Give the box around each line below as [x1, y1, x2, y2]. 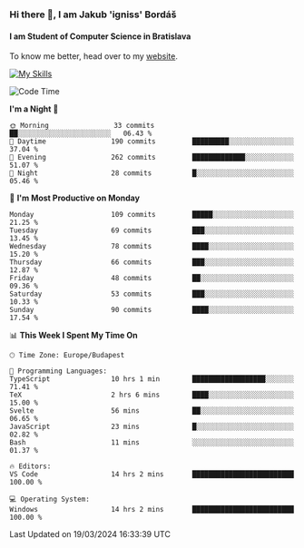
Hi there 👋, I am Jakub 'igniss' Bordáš [9, 8, 177, 21]
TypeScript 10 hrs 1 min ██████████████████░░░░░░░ [9, 375, 295, 384]
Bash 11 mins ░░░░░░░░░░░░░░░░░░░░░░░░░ [9, 438, 295, 447]
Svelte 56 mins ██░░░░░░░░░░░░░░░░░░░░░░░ [9, 406, 295, 416]
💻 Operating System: [9, 494, 91, 504]
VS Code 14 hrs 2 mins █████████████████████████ [9, 470, 295, 479]
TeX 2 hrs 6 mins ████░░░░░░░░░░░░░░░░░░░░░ [9, 390, 295, 400]
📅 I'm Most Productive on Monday [9, 192, 141, 203]
